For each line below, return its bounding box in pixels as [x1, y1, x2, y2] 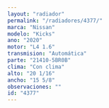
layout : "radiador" [7, 10, 65, 18]
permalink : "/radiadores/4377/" [7, 17, 103, 24]
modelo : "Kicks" [7, 30, 55, 38]
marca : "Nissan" [7, 23, 55, 31]
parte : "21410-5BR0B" [7, 57, 71, 64]
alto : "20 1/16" [7, 70, 55, 77]
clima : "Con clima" [7, 63, 65, 70]
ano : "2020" [7, 37, 42, 44]
